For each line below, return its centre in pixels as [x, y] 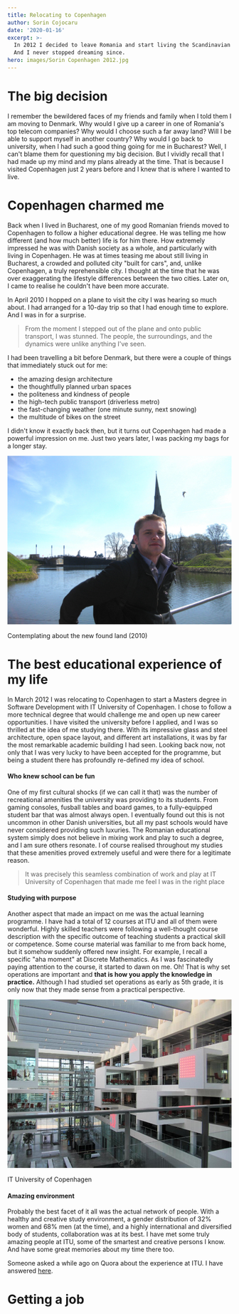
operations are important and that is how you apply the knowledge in [110, 975]
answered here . [30, 1271]
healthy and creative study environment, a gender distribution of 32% [110, 1219]
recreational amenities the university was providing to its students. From [113, 799]
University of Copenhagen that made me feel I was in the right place [125, 881]
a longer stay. [27, 446]
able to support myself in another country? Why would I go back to [105, 138]
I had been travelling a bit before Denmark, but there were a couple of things [119, 357]
